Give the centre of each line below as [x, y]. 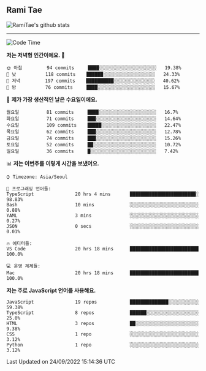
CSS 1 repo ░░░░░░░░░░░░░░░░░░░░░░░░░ [103, 334]
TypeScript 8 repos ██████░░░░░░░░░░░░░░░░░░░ [103, 313]
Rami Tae [24, 10]
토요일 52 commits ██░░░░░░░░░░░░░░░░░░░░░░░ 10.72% [94, 144]
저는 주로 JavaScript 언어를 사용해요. [51, 290]
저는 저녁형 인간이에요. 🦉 [36, 55]
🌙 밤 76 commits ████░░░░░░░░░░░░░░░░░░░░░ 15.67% [93, 87]
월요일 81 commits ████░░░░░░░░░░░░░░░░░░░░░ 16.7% [93, 112]
